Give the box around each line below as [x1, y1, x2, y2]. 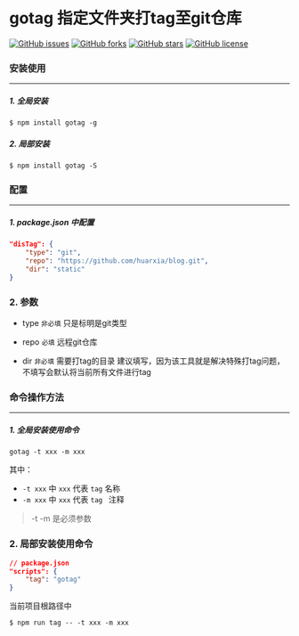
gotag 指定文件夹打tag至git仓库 [9, 8, 242, 29]
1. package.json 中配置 [9, 217, 95, 228]
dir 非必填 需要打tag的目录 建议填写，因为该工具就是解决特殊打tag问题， [21, 355, 285, 366]
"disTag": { [9, 240, 53, 249]
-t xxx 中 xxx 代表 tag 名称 [21, 483, 121, 494]
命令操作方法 [9, 391, 65, 404]
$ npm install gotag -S [9, 161, 98, 170]
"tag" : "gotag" [25, 575, 82, 584]
